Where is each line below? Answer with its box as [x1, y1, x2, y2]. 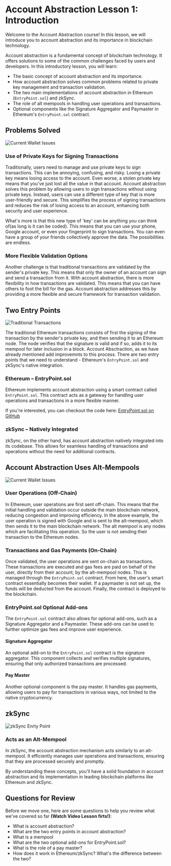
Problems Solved [5, 126, 61, 135]
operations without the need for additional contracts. [5, 448, 116, 454]
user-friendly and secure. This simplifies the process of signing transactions [5, 197, 166, 203]
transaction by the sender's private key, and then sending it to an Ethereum [5, 335, 163, 341]
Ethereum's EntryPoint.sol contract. [12, 111, 90, 117]
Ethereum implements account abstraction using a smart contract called [5, 387, 157, 393]
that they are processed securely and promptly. [5, 758, 105, 764]
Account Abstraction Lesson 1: [5, 4, 138, 15]
